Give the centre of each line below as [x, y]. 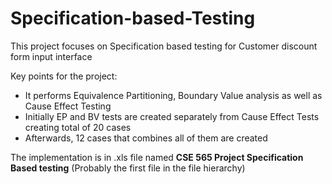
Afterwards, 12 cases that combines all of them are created [146, 138]
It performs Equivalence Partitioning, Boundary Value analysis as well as [173, 95]
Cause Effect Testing [68, 106]
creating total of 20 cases [78, 127]
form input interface [51, 56]
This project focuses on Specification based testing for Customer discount [164, 46]
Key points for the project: [64, 76]
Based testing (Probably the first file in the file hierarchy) [128, 168]
